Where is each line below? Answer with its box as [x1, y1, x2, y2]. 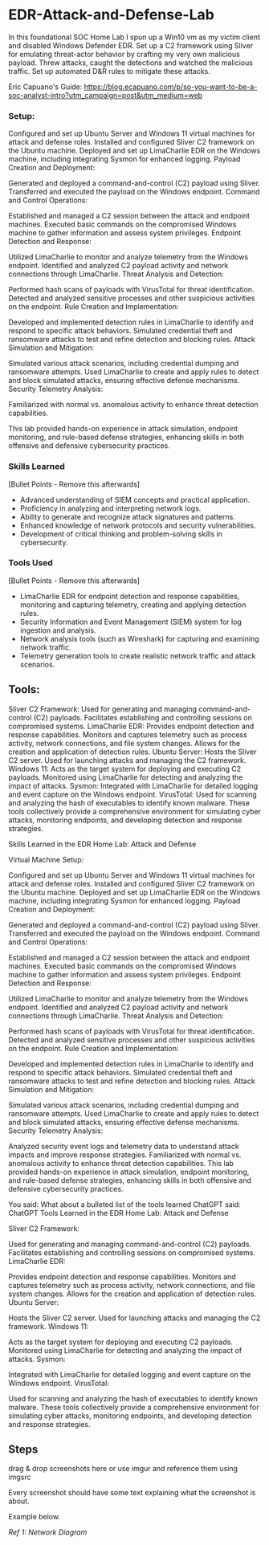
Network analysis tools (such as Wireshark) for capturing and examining [19, 634, 259, 643]
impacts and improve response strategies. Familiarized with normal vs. [8, 1150, 242, 1160]
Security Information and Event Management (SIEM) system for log [19, 617, 243, 626]
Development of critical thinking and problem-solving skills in [19, 528, 223, 539]
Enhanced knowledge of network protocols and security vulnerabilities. [19, 520, 256, 530]
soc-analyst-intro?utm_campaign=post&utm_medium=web [8, 90, 203, 100]
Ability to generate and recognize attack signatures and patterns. [19, 512, 235, 521]
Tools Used [8, 557, 54, 569]
